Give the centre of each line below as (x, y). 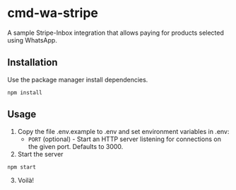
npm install (25, 93)
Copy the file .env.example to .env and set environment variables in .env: (123, 131)
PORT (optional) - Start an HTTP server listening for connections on (124, 139)
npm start (22, 167)
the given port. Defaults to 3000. (76, 146)
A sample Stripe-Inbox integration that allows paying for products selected (116, 33)
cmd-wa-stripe (53, 13)
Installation (33, 63)
